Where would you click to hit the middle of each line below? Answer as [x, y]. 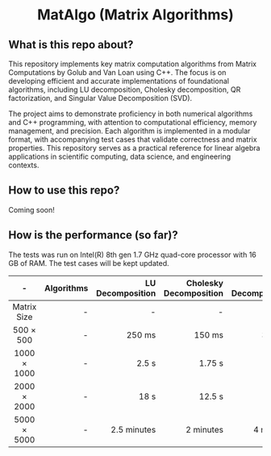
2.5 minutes [133, 429]
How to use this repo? [64, 191]
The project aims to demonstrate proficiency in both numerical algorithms [131, 114]
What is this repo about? [71, 45]
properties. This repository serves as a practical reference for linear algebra [134, 148]
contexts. [24, 165]
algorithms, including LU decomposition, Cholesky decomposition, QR [125, 89]
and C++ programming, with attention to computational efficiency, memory [133, 122]
